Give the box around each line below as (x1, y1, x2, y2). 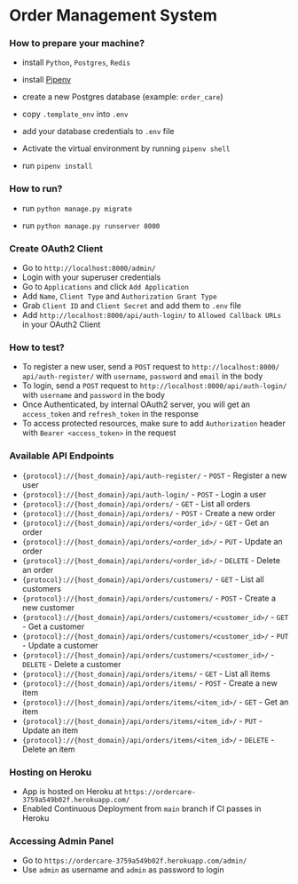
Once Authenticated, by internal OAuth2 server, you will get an (21, 399, 251, 410)
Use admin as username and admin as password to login (21, 864, 224, 875)
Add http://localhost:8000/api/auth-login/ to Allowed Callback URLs (21, 310, 282, 321)
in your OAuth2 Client (21, 319, 101, 330)
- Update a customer (21, 640, 99, 650)
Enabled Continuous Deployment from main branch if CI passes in (21, 803, 262, 814)
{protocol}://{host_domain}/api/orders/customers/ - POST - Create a (21, 593, 277, 603)
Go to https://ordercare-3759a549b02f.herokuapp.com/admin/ (21, 855, 247, 866)
